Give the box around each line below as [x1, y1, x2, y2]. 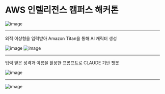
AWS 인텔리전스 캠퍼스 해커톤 [5, 4, 119, 16]
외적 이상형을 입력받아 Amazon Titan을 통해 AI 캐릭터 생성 [5, 35, 117, 41]
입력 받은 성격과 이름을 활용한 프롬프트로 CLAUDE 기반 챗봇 [5, 59, 119, 66]
